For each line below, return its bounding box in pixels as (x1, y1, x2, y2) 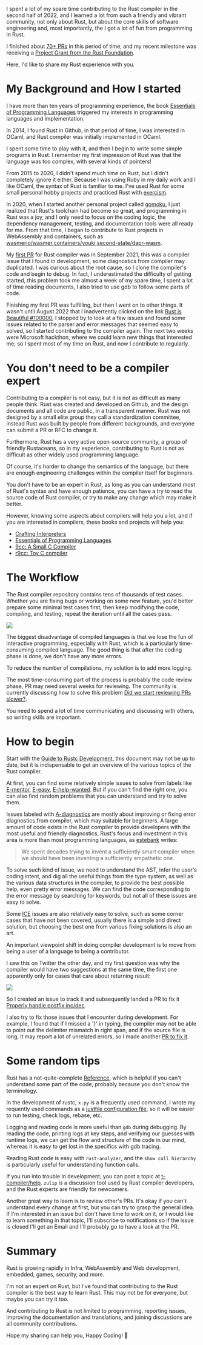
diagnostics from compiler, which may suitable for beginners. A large (6, 816, 178, 824)
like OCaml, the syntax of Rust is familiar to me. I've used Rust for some (6, 182, 185, 190)
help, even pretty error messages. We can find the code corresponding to (6, 885, 190, 893)
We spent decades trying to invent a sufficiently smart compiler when (21, 848, 195, 855)
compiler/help (6, 1179, 41, 1186)
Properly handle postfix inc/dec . (6, 1001, 87, 1009)
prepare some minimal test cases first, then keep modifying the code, (6, 603, 180, 611)
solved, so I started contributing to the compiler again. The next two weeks (6, 327, 194, 334)
